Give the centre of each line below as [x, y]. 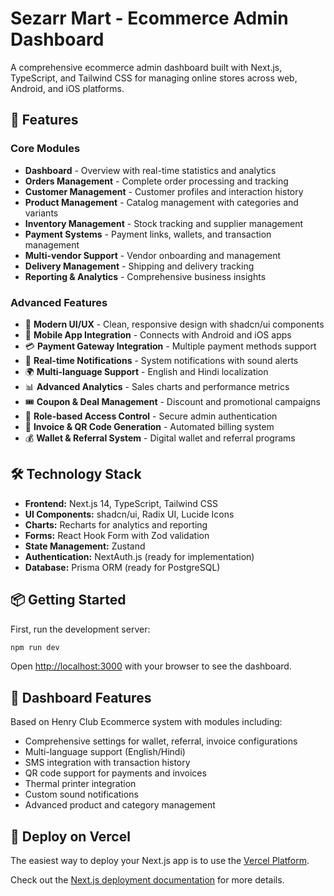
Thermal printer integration [80, 784]
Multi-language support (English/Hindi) [105, 752]
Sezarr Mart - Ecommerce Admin [149, 18]
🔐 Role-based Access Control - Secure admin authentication [151, 416]
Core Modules [45, 149]
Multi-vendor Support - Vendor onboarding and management [153, 255]
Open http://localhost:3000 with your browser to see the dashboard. [151, 666]
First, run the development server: [80, 629]
